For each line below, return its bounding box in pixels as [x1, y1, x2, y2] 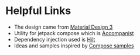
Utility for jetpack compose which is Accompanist [13, 29, 134, 36]
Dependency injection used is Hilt [13, 36, 95, 43]
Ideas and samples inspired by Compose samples [13, 42, 134, 49]
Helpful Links [5, 4, 71, 18]
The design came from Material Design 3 [13, 23, 113, 30]
